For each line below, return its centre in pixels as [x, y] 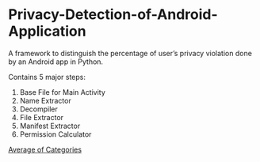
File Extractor [42, 117]
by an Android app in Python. [56, 62]
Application [47, 31]
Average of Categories [45, 149]
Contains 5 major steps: [47, 77]
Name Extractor [45, 100]
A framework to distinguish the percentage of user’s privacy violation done [130, 53]
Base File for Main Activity [62, 92]
